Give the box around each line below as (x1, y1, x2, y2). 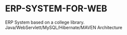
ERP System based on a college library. (5, 19, 85, 25)
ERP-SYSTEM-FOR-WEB (5, 3, 107, 14)
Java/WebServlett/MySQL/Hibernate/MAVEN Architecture (5, 24, 123, 30)
